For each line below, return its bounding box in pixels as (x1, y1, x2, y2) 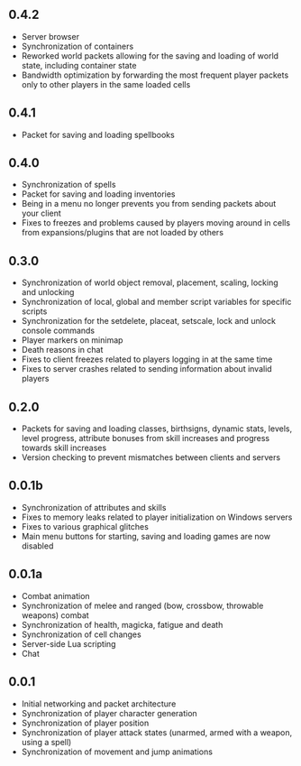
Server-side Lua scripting (21, 638, 116, 649)
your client (21, 208, 62, 219)
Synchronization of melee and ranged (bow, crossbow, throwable (21, 600, 264, 611)
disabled (21, 540, 54, 551)
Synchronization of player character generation (21, 707, 197, 718)
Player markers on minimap (21, 335, 123, 346)
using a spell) (21, 736, 72, 747)
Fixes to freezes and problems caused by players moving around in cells (21, 217, 290, 228)
